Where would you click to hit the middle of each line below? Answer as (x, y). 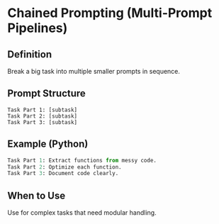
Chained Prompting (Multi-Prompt (110, 13)
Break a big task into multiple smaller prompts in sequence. (94, 71)
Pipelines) (38, 28)
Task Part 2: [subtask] (43, 116)
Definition (29, 54)
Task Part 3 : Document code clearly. (63, 174)
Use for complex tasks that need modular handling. (82, 213)
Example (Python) (48, 144)
